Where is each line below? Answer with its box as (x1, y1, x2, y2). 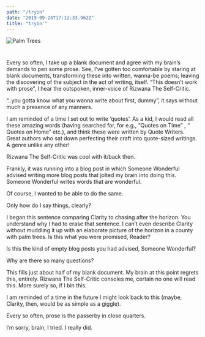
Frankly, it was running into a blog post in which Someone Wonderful (6, 165, 180, 172)
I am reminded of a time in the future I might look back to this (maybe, (6, 293, 182, 301)
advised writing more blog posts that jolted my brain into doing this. (6, 172, 176, 179)
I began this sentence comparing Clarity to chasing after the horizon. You (6, 214, 191, 221)
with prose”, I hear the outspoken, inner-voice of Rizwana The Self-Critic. (6, 85, 191, 93)
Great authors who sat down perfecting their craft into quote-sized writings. (6, 135, 198, 142)
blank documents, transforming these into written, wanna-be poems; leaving (6, 72, 199, 80)
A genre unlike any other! (6, 142, 70, 149)
